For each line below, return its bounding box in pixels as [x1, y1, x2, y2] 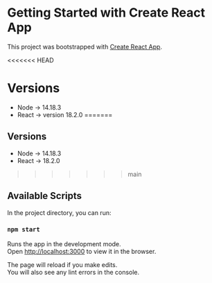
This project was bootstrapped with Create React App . [7, 42, 163, 51]
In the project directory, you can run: [7, 208, 112, 216]
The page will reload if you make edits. [7, 260, 118, 268]
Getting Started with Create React [7, 5, 206, 21]
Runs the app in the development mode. [7, 239, 121, 248]
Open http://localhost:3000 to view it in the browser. [7, 247, 157, 255]
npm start [7, 225, 40, 234]
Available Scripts [7, 190, 82, 202]
